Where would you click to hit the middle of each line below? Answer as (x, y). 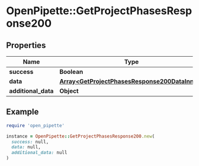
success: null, (30, 142)
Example (23, 112)
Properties (26, 45)
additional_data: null (39, 153)
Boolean (71, 72)
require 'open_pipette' (36, 125)
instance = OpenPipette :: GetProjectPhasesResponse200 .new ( (81, 136)
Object (69, 91)
